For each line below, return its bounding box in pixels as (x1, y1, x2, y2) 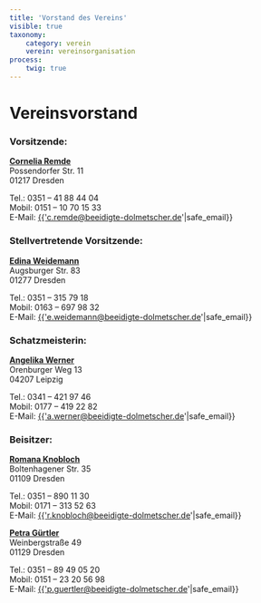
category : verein (25, 38, 92, 48)
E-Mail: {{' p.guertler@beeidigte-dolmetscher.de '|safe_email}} (9, 584, 239, 595)
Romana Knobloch (9, 454, 81, 465)
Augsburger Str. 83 (9, 265, 81, 276)
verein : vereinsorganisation (25, 47, 136, 56)
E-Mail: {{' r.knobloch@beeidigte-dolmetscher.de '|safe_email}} (9, 510, 242, 521)
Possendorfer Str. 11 (9, 165, 84, 177)
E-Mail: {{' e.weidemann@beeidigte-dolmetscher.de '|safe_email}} (9, 311, 253, 322)
